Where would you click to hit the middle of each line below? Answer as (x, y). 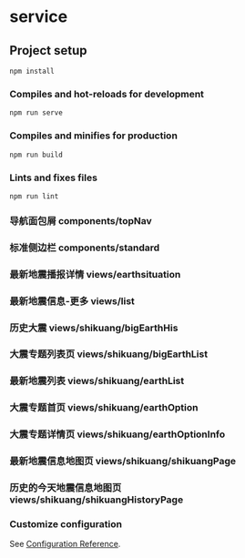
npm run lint (34, 196)
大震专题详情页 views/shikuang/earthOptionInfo (117, 434)
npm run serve (36, 113)
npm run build (36, 155)
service (39, 17)
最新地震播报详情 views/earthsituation (95, 274)
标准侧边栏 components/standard (85, 248)
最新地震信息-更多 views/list (72, 300)
